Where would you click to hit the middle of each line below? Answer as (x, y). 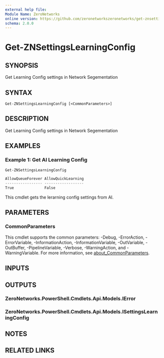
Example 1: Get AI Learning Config (46, 160)
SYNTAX (19, 93)
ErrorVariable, (19, 242)
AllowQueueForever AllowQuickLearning (44, 179)
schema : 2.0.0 (20, 23)
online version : (21, 19)
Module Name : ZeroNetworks (32, 14)
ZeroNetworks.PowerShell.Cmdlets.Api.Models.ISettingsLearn (82, 312)
